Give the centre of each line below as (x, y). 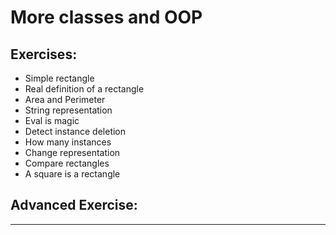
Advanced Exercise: (74, 205)
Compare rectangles (67, 163)
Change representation (72, 152)
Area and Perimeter (65, 99)
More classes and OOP (106, 17)
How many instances (68, 142)
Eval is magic (52, 120)
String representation (68, 110)
